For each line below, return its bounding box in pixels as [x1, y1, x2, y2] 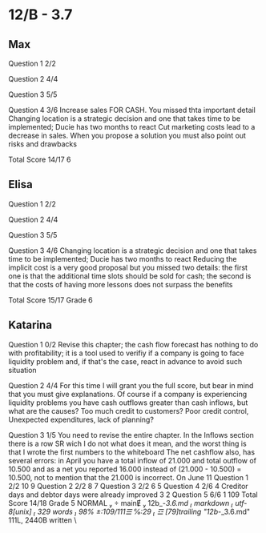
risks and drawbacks [8, 139, 78, 149]
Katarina [8, 319, 52, 332]
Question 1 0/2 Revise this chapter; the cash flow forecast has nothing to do [8, 339, 259, 349]
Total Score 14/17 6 [8, 154, 71, 164]
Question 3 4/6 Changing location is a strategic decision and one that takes [8, 246, 257, 255]
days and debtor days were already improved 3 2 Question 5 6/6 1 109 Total [8, 490, 258, 499]
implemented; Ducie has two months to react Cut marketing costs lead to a [8, 122, 256, 131]
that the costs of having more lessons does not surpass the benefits [8, 279, 233, 289]
